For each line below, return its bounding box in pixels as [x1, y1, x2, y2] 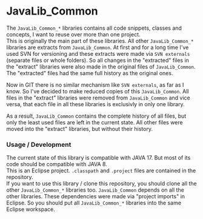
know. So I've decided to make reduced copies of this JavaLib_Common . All [6, 87, 189, 95]
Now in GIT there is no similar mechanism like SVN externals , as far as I [6, 81, 184, 89]
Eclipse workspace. [6, 206, 56, 213]
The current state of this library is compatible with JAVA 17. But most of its [6, 154, 191, 161]
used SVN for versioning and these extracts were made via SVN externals [6, 50, 190, 57]
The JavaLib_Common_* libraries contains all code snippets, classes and [6, 24, 182, 32]
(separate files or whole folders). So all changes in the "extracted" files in [6, 56, 190, 64]
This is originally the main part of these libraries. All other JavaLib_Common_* [6, 37, 194, 44]
